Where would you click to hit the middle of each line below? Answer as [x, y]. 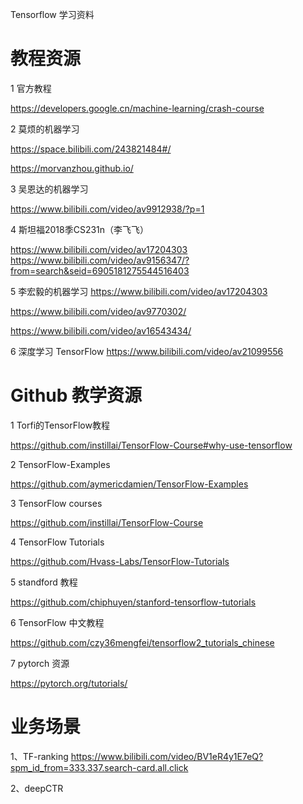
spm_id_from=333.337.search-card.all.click [99, 767]
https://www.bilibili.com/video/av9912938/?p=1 [107, 209]
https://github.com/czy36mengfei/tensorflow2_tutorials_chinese [142, 642]
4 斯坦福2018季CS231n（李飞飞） [80, 229]
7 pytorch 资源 [40, 663]
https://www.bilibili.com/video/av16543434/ [101, 330]
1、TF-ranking [39, 756]
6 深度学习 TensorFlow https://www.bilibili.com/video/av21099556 [147, 351]
